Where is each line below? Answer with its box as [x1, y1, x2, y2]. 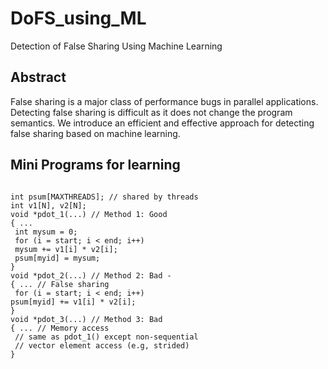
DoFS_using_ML [10, 7, 147, 30]
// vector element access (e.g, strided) [14, 340, 190, 351]
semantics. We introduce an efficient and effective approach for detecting [10, 117, 315, 129]
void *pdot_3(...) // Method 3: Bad [10, 314, 163, 324]
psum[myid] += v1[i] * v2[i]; [10, 297, 137, 307]
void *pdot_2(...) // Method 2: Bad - [10, 270, 172, 281]
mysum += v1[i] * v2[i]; [14, 244, 118, 254]
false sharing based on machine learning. [10, 127, 181, 139]
